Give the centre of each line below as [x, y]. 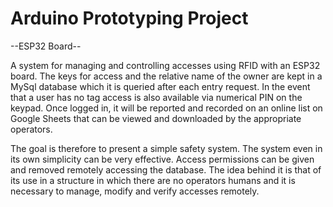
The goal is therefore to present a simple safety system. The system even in [166, 148]
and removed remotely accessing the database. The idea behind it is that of [166, 169]
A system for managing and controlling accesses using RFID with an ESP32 [165, 65]
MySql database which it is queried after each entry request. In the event [160, 86]
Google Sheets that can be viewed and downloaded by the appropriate [156, 118]
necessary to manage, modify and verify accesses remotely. [135, 191]
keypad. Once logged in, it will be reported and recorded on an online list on [166, 108]
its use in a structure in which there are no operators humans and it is [153, 180]
